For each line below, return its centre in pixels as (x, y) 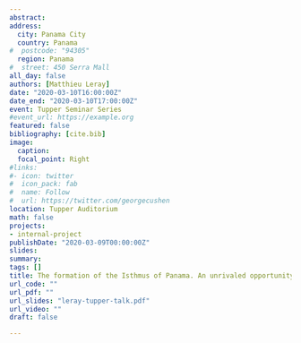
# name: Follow (39, 193)
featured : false (39, 126)
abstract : (28, 17)
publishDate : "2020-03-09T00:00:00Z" (80, 243)
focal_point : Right (54, 159)
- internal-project (46, 234)
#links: (24, 167)
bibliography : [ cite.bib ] (57, 134)
